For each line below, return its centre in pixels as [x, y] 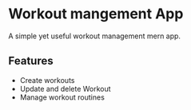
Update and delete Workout [65, 88]
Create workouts [47, 80]
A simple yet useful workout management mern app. [95, 36]
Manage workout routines [62, 97]
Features [31, 61]
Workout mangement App [96, 14]
